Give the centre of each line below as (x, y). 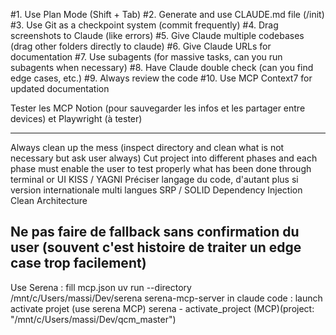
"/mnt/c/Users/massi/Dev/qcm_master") (93, 319)
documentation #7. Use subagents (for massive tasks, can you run (146, 57)
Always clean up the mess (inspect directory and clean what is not (147, 147)
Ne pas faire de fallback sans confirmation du (155, 232)
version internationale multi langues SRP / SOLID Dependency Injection (156, 190)
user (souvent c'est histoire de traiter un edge (156, 247)
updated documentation (60, 88)
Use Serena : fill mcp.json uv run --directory (101, 287)
